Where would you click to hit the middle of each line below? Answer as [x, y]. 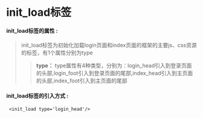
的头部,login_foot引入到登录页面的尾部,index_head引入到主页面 [114, 73]
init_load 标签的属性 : [32, 30]
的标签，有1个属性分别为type [57, 53]
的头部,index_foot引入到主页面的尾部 [82, 81]
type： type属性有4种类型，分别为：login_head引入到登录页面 [114, 66]
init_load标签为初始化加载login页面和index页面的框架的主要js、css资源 [109, 45]
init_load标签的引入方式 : [37, 96]
